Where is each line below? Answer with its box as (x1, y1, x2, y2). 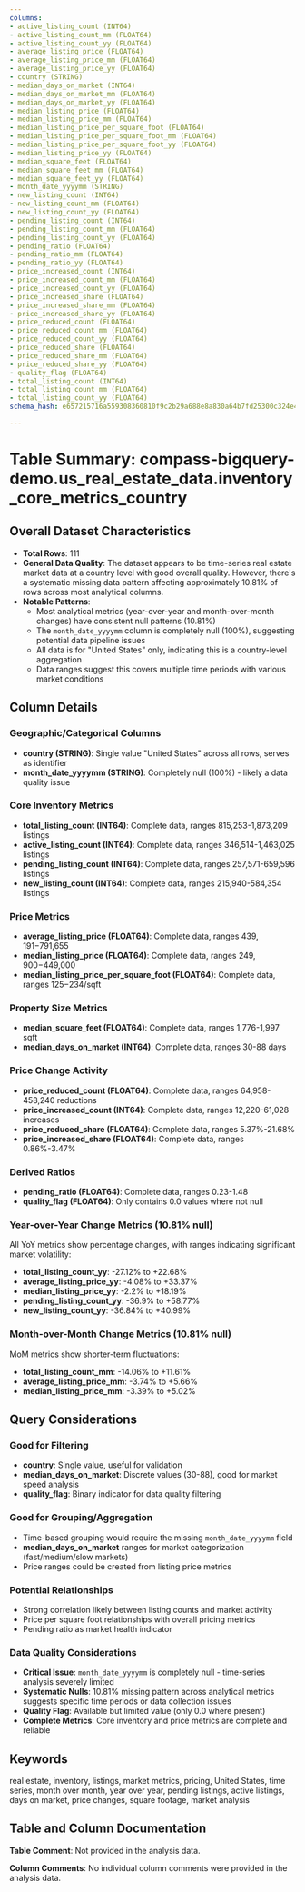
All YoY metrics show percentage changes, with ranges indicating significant (9, 1240, 296, 1250)
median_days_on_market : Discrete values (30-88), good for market (22, 1469, 279, 1480)
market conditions (35, 673, 104, 684)
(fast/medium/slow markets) (22, 1551, 129, 1562)
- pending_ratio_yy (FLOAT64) (9, 258, 124, 268)
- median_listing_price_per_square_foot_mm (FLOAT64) (9, 132, 218, 141)
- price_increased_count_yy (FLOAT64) (9, 284, 156, 293)
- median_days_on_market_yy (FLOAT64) (9, 97, 156, 107)
